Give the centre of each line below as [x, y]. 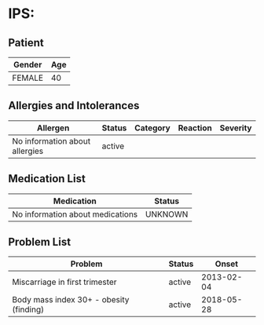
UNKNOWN [167, 214]
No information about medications [75, 214]
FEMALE [28, 78]
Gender [27, 65]
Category [152, 128]
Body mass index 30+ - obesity [71, 300]
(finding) [28, 309]
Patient [26, 43]
